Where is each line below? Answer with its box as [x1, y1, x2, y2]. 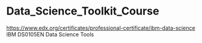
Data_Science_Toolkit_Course [6, 4, 159, 18]
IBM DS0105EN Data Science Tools [6, 30, 94, 38]
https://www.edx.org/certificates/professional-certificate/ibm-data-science [6, 24, 196, 31]
